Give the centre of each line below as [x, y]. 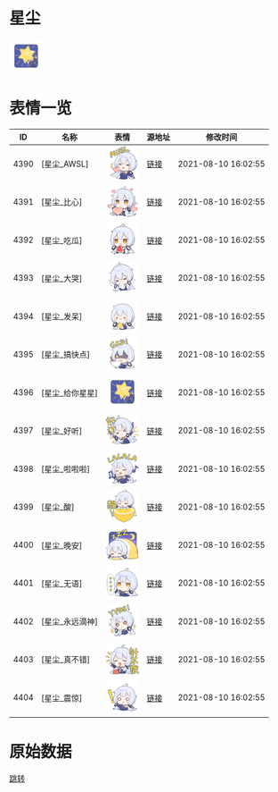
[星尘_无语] [62, 583]
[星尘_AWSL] [65, 164]
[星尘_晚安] [62, 545]
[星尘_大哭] [62, 278]
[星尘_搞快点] [66, 355]
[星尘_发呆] [62, 316]
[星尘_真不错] [66, 660]
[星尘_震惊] [62, 697]
